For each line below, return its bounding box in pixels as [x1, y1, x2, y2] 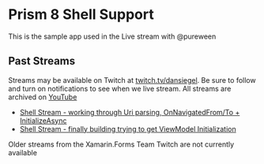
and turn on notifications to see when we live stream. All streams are [8, 84, 232, 93]
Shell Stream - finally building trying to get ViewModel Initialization [19, 124, 236, 133]
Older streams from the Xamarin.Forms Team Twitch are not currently [8, 140, 235, 149]
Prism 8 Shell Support [8, 6, 154, 24]
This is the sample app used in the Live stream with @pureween [8, 32, 217, 41]
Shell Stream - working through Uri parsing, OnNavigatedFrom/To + [19, 107, 240, 117]
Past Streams [8, 54, 76, 68]
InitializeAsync [19, 116, 67, 125]
